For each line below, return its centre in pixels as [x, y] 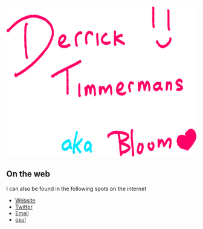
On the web [28, 174]
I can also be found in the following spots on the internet [76, 189]
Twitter [24, 207]
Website [25, 200]
